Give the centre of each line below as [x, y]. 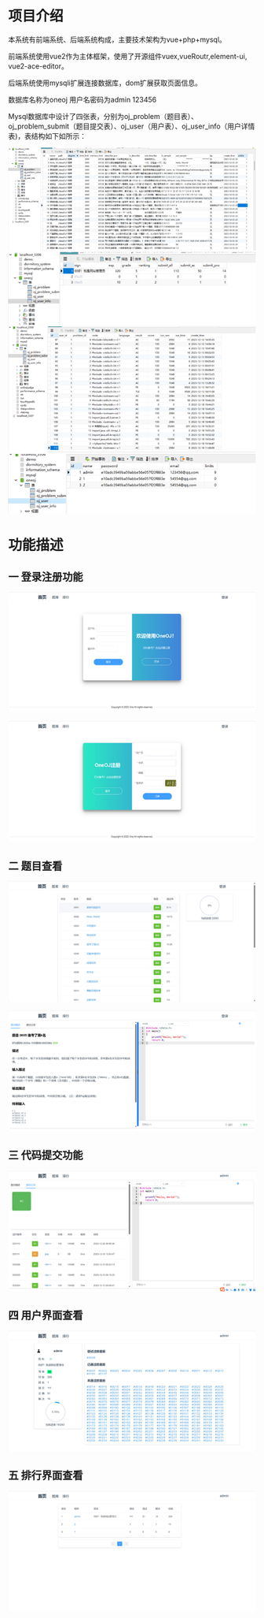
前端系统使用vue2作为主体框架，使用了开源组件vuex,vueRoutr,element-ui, [128, 56]
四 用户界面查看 [46, 1316]
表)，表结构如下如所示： [48, 136]
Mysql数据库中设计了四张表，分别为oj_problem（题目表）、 [103, 116]
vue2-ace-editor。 [38, 66]
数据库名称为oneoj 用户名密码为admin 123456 [82, 99]
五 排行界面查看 [46, 1476]
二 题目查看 [35, 866]
